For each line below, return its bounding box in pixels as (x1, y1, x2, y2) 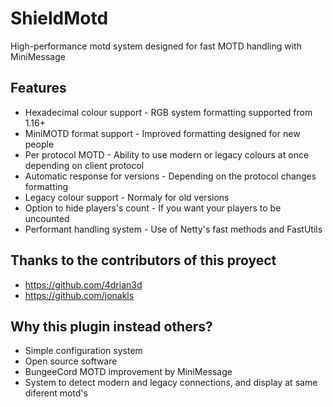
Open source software (24, 355, 118, 367)
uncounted (24, 212, 70, 224)
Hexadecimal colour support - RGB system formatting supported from (24, 106, 313, 118)
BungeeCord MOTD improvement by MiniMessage (24, 366, 233, 378)
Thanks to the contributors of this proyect (10, 252, 277, 269)
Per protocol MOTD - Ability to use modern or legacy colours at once (24, 148, 310, 161)
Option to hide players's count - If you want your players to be (24, 202, 282, 214)
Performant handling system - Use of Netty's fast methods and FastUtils (24, 223, 323, 235)
